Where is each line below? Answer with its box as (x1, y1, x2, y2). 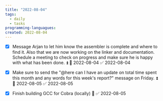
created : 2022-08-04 (5, 30, 48, 35)
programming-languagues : (5, 26, 56, 31)
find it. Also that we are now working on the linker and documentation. (12, 49, 155, 55)
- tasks (9, 21, 26, 26)
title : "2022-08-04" (5, 7, 48, 12)
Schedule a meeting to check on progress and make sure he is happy (12, 55, 153, 61)
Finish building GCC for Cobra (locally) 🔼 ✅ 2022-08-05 (12, 91, 127, 97)
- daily (9, 16, 26, 21)
